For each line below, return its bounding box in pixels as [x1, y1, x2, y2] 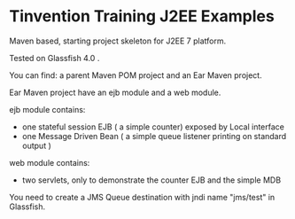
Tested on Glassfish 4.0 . [9, 52, 100, 63]
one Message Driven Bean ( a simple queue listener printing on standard [21, 130, 287, 141]
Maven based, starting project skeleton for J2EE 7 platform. [9, 35, 227, 46]
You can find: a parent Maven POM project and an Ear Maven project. [9, 69, 263, 81]
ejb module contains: [9, 104, 86, 114]
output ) [21, 140, 51, 151]
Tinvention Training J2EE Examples [9, 6, 275, 27]
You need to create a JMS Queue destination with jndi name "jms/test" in [9, 192, 276, 202]
